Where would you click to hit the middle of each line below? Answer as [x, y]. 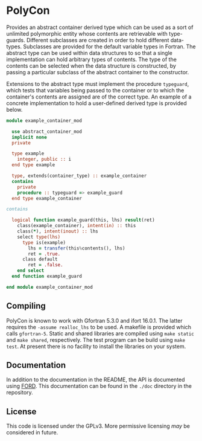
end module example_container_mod [50, 287]
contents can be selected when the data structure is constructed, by [91, 66]
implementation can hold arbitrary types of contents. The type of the [91, 59]
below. [14, 109]
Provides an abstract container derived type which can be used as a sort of [100, 27]
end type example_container [47, 198]
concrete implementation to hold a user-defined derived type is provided [96, 103]
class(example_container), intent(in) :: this [77, 226]
